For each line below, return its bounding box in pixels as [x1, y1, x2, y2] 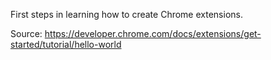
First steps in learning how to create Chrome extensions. [10, 9, 243, 20]
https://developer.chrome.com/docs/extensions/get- [44, 28, 262, 39]
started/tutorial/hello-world [10, 39, 122, 50]
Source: [10, 28, 43, 39]
